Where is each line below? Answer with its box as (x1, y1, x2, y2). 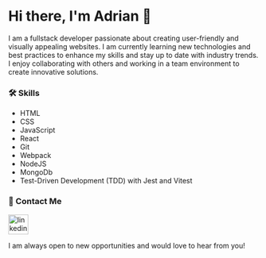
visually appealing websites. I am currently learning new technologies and (8, 41, 251, 51)
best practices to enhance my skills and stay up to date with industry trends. (8, 50, 259, 60)
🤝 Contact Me (8, 196, 62, 207)
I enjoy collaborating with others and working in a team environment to (8, 59, 241, 68)
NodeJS (19, 159, 47, 169)
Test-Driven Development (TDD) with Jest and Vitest (19, 176, 193, 186)
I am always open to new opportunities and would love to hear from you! (8, 241, 245, 250)
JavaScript (19, 125, 56, 135)
